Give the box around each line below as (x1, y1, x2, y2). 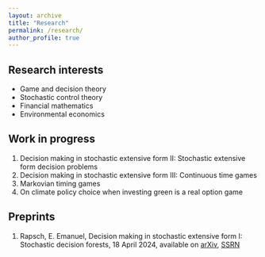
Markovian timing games (19, 178, 101, 188)
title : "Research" (8, 19, 69, 27)
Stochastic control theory (19, 93, 103, 102)
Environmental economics (19, 109, 106, 119)
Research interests (8, 63, 104, 76)
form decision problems (19, 162, 98, 171)
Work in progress (8, 132, 95, 146)
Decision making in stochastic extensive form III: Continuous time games (19, 170, 258, 179)
